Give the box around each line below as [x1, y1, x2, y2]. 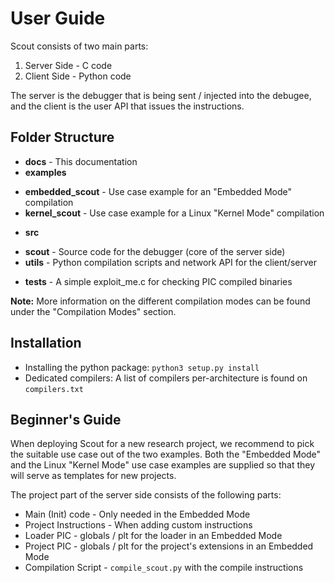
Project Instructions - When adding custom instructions [24, 519, 253, 531]
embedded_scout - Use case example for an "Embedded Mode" [24, 185, 292, 197]
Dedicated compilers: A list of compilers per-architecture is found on [24, 372, 308, 384]
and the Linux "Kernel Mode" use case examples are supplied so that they [10, 459, 316, 471]
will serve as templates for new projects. [10, 470, 177, 482]
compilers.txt [24, 384, 84, 394]
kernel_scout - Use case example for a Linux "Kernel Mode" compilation [24, 207, 325, 219]
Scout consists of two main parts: [10, 40, 149, 52]
